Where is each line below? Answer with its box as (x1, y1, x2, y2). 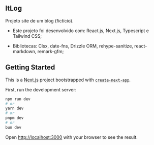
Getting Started (5, 63, 55, 72)
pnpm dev (5, 115, 24, 120)
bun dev (5, 125, 22, 130)
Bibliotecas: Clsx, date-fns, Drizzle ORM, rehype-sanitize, (12, 43, 134, 49)
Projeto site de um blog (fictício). (5, 17, 74, 23)
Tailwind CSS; (12, 33, 42, 39)
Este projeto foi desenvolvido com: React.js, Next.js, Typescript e (12, 28, 149, 34)
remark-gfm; (37, 48, 64, 54)
